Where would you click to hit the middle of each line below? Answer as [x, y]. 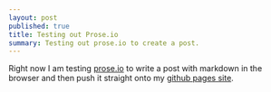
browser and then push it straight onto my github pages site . [121, 78]
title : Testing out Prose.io [63, 34]
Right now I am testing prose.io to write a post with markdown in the [135, 69]
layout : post [33, 18]
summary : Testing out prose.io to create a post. [104, 43]
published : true [39, 26]
